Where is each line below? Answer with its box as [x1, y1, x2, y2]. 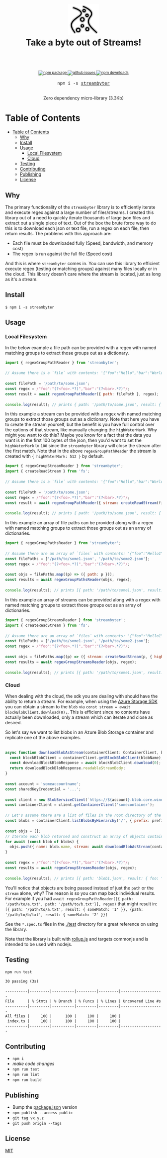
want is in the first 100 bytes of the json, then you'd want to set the [5, 437, 142, 443]
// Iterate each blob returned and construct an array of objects [5, 834, 146, 839]
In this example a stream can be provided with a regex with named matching [5, 411, 162, 417]
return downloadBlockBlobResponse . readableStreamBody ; [9, 766, 126, 771]
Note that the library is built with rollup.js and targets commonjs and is [5, 936, 149, 942]
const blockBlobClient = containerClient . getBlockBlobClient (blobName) [9, 755, 162, 760]
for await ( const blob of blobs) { [5, 839, 79, 844]
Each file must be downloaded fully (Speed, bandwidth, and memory [12, 240, 153, 246]
